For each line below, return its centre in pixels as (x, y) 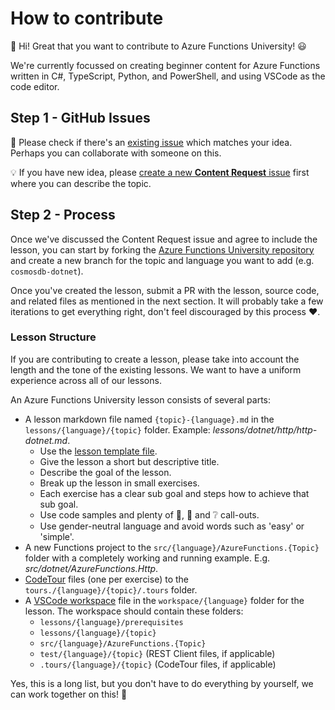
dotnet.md (46, 440)
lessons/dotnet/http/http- (265, 429)
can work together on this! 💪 (69, 694)
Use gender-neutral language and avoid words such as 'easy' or (172, 526)
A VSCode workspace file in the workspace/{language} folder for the (164, 600)
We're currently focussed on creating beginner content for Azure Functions (165, 65)
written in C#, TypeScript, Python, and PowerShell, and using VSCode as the (168, 76)
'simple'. (57, 536)
